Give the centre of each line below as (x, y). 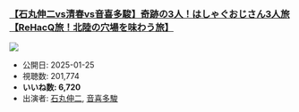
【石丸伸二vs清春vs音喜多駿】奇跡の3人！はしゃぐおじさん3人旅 (149, 13)
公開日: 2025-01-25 (58, 65)
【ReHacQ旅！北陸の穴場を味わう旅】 (92, 27)
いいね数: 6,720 (51, 87)
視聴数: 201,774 (51, 76)
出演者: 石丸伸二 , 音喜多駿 (70, 99)
